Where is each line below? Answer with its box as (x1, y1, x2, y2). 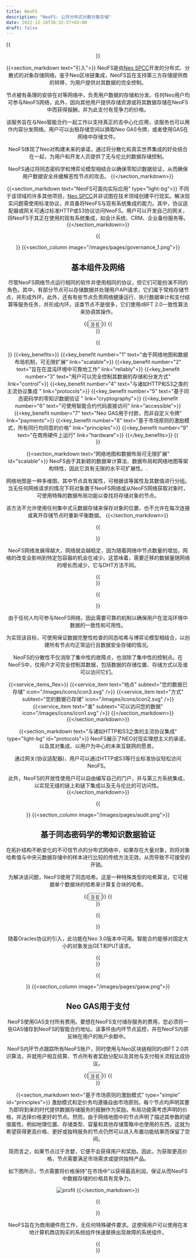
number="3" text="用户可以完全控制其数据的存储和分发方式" (25, 373, 171, 380)
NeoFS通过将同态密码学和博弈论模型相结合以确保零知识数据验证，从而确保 (8, 165, 188, 173)
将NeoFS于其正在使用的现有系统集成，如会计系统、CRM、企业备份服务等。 (7, 214, 189, 221)
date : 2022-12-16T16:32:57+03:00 (6, 19, 87, 25)
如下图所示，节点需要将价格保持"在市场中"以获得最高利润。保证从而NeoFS (8, 1167, 188, 1175)
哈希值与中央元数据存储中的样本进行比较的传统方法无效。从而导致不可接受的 (6, 854, 190, 861)
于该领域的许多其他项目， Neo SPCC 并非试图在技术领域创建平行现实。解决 (6, 193, 185, 200)
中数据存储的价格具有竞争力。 (62, 1175, 134, 1182)
